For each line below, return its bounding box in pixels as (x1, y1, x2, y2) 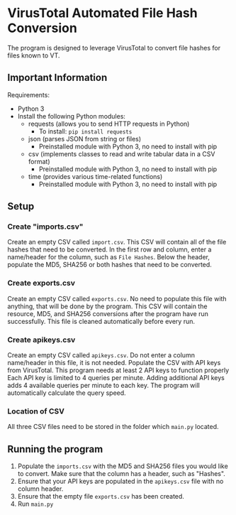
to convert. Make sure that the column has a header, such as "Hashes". (17, 470, 225, 478)
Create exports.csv (7, 278, 76, 288)
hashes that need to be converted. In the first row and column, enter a (7, 245, 212, 254)
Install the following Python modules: (17, 112, 126, 120)
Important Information (7, 72, 108, 84)
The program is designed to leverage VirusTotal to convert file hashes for (7, 43, 221, 52)
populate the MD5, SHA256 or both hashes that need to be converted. (7, 261, 213, 269)
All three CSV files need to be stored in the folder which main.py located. (7, 423, 219, 431)
